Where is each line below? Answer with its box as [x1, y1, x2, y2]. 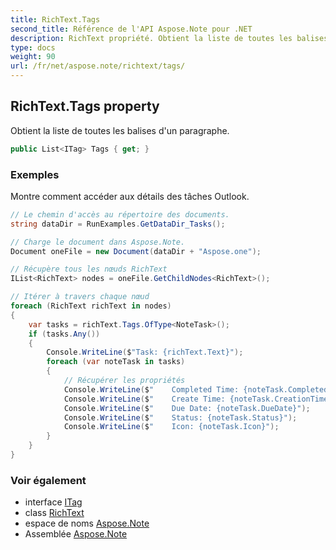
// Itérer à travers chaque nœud [10, 292, 150, 302]
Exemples [10, 167, 60, 181]
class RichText [24, 507, 85, 519]
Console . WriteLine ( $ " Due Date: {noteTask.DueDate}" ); [63, 403, 311, 413]
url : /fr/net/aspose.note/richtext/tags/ [10, 61, 186, 71]
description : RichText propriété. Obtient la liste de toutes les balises [10, 33, 329, 43]
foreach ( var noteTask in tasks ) [46, 357, 186, 367]
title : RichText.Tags [10, 14, 101, 25]
